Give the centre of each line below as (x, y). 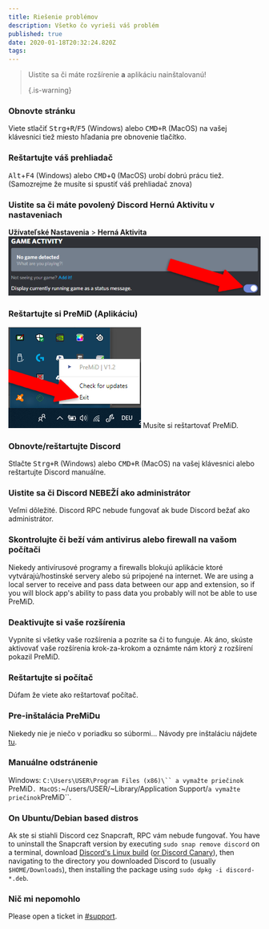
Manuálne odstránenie (53, 763)
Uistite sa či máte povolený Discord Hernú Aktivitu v (111, 205)
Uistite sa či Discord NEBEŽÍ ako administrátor (99, 492)
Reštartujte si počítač (51, 677)
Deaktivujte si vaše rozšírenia (67, 622)
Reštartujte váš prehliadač (61, 158)
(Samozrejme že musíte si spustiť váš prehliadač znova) (100, 184)
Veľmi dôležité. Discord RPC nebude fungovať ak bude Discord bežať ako (129, 511)
